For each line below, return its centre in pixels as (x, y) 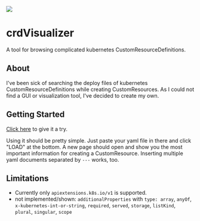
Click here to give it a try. (37, 129)
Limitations (27, 178)
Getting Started (36, 115)
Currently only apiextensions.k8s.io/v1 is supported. (81, 193)
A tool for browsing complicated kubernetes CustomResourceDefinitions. (96, 49)
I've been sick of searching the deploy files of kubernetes (77, 83)
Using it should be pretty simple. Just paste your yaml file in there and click (99, 140)
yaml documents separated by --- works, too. (63, 159)
